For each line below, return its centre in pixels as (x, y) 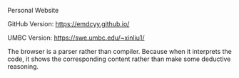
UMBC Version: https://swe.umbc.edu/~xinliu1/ (76, 38)
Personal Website (33, 10)
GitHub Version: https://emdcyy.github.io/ (68, 24)
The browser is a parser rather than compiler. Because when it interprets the (119, 51)
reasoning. (23, 66)
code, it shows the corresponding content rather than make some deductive (119, 59)
